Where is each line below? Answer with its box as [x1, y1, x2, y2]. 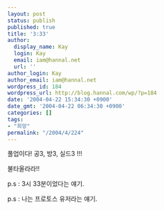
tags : [7, 116, 23, 123]
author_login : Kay [7, 70, 62, 77]
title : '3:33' [7, 30, 50, 38]
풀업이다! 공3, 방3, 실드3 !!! [7, 150, 83, 158]
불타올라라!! [7, 165, 40, 173]
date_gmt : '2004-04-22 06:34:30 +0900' [7, 103, 126, 110]
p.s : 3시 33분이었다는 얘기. [7, 179, 84, 188]
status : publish [7, 17, 55, 24]
